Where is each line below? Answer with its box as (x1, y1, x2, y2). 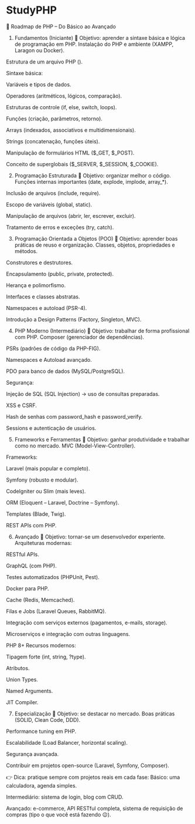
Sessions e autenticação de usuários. (6, 424, 97, 432)
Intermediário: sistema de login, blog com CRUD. (6, 793, 124, 801)
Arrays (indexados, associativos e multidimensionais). (6, 126, 136, 133)
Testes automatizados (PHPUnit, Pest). (6, 573, 100, 580)
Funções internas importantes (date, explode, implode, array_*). (14, 178, 168, 185)
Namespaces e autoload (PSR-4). (6, 304, 87, 311)
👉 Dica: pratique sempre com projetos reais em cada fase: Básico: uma (6, 773, 180, 781)
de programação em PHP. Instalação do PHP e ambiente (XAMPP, (14, 41, 174, 48)
